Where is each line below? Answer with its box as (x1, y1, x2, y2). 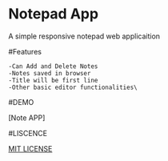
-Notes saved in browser (8, 69, 91, 77)
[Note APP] (8, 113, 46, 123)
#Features (8, 46, 42, 56)
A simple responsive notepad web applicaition (8, 31, 161, 41)
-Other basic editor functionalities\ (8, 83, 138, 91)
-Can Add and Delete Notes (8, 62, 98, 70)
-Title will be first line (8, 76, 98, 84)
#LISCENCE (8, 128, 48, 138)
